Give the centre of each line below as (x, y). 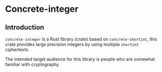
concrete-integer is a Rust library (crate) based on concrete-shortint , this (81, 39)
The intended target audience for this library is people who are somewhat (80, 59)
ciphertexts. (17, 50)
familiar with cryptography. (33, 64)
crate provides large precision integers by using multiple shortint (72, 44)
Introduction (25, 27)
